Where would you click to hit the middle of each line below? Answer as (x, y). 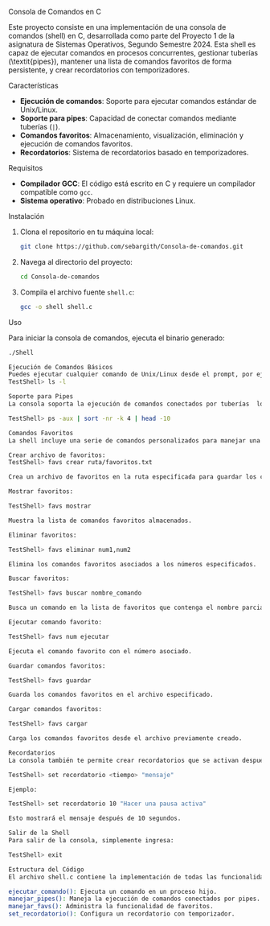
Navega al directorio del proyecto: (76, 261)
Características (33, 85)
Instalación (27, 216)
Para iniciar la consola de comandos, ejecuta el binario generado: (117, 338)
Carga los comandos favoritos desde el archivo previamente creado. (125, 739)
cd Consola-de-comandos (60, 277)
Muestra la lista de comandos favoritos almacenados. (100, 521)
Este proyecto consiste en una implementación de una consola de (117, 27)
